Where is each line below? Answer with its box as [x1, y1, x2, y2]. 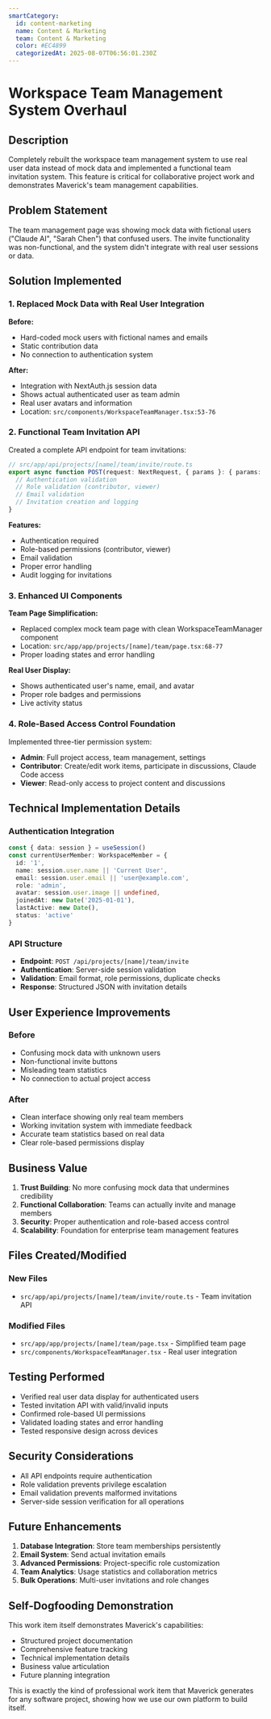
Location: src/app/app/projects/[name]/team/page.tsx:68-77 [19, 641, 223, 651]
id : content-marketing [15, 19, 92, 27]
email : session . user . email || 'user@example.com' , [15, 874, 190, 882]
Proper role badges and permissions [19, 690, 141, 699]
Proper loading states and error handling [19, 650, 156, 660]
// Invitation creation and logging [15, 498, 139, 507]
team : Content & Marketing [15, 34, 106, 43]
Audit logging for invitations [19, 570, 112, 579]
